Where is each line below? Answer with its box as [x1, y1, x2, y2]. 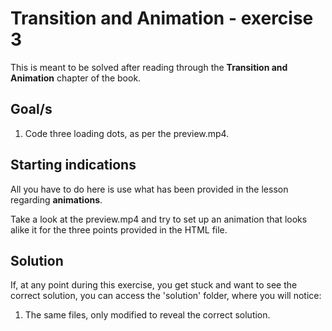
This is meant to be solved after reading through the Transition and [10, 61, 288, 73]
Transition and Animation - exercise [10, 7, 314, 30]
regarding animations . [10, 193, 103, 206]
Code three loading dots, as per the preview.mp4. [24, 127, 230, 139]
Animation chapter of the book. [10, 72, 142, 84]
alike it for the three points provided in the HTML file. [10, 223, 228, 236]
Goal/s [10, 101, 53, 118]
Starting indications [10, 157, 137, 174]
